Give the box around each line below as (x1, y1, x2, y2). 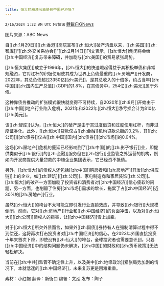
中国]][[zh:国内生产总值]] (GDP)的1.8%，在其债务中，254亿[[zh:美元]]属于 (5, 82, 154, 88)
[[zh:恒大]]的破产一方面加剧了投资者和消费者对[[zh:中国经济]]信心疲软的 (5, 179, 150, 185)
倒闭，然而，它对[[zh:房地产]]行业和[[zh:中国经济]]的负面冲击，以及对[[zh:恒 (5, 208, 160, 214)
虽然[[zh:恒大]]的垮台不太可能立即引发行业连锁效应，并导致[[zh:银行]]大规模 (5, 202, 159, 207)
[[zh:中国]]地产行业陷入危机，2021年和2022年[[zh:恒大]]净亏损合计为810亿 (5, 105, 156, 111)
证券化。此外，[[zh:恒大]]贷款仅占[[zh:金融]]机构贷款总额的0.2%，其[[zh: (9, 128, 157, 134)
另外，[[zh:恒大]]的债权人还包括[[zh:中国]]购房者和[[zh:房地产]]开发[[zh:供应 (5, 167, 159, 173)
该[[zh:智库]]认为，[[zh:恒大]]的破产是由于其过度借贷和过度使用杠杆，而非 (5, 122, 154, 127)
